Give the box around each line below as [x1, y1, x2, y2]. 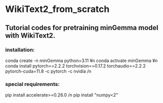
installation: [5, 46, 35, 53]
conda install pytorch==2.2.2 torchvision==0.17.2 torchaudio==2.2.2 [5, 62, 146, 68]
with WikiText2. [5, 31, 56, 39]
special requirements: [5, 80, 60, 87]
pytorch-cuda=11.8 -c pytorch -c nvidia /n [5, 68, 92, 74]
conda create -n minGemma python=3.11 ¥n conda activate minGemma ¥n [5, 57, 158, 63]
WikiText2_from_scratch [5, 3, 110, 15]
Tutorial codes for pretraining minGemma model [5, 23, 159, 32]
